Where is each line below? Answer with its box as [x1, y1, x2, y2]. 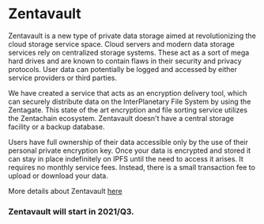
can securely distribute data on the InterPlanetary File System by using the [8, 97, 251, 106]
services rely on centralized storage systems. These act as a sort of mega [8, 47, 250, 57]
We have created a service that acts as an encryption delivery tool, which [8, 88, 247, 97]
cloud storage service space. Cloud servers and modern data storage [8, 39, 236, 48]
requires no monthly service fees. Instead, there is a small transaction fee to [8, 162, 255, 172]
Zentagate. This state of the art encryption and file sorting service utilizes [8, 104, 247, 115]
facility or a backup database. [8, 122, 105, 131]
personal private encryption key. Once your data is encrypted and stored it [8, 146, 251, 155]
